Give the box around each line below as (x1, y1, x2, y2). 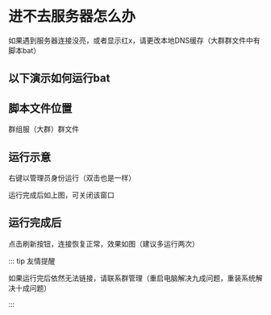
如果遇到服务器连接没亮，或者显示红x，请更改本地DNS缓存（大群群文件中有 (8, 35, 261, 45)
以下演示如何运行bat (8, 72, 110, 85)
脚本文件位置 (8, 102, 73, 115)
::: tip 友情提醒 (8, 255, 56, 266)
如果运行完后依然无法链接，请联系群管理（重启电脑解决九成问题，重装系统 (8, 273, 256, 283)
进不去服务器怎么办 (8, 7, 136, 26)
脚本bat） (8, 45, 41, 55)
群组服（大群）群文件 (8, 124, 79, 134)
